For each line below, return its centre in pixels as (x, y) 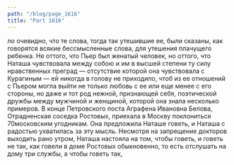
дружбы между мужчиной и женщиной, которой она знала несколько (113, 101)
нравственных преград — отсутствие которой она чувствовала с (106, 71)
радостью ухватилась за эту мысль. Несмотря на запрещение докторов (117, 131)
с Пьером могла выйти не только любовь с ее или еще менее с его (110, 86)
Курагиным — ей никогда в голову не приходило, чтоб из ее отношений (117, 78)
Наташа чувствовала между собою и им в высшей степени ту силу (109, 63)
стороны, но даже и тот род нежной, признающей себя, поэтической (112, 93)
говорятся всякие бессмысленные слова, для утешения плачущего (110, 48)
